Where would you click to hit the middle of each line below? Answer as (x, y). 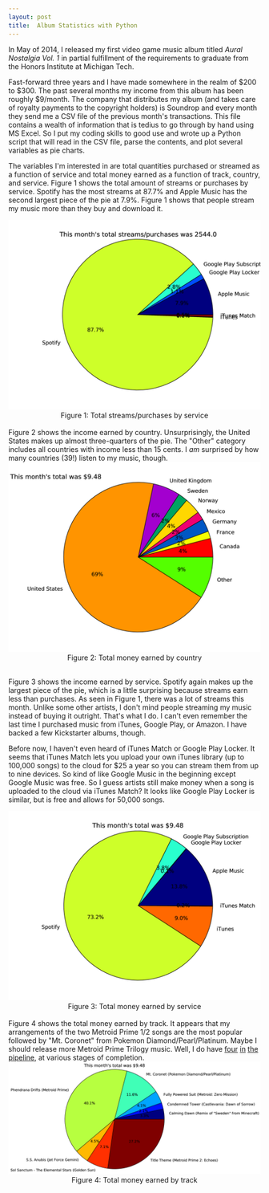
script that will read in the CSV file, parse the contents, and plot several (125, 141)
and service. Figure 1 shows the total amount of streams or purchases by (128, 183)
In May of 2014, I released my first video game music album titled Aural (125, 49)
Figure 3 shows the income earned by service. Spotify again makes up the (131, 682)
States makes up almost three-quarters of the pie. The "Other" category (127, 441)
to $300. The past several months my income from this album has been (126, 90)
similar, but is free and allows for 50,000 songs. (87, 800)
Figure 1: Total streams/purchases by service (134, 415)
